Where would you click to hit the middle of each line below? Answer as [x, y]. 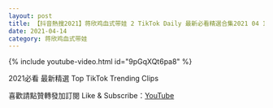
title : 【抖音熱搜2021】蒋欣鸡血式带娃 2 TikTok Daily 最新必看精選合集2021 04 [134, 24]
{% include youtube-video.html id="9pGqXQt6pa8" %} [100, 62]
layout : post [30, 16]
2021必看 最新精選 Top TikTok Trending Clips [84, 79]
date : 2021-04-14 [38, 31]
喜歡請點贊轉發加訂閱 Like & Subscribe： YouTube [91, 96]
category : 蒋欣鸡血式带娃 [48, 39]
